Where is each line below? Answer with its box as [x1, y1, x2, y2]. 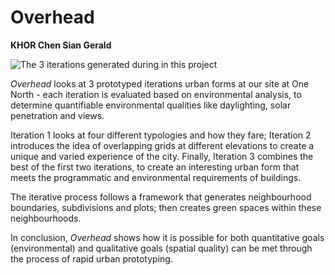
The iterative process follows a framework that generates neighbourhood [10, 191, 312, 203]
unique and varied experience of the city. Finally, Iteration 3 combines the [10, 150, 314, 162]
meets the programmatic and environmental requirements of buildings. [10, 171, 302, 183]
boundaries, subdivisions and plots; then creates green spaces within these [10, 201, 322, 213]
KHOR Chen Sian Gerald [10, 39, 112, 51]
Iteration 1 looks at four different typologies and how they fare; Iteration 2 [10, 129, 312, 141]
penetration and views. [10, 109, 105, 121]
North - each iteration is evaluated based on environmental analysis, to [10, 88, 302, 100]
